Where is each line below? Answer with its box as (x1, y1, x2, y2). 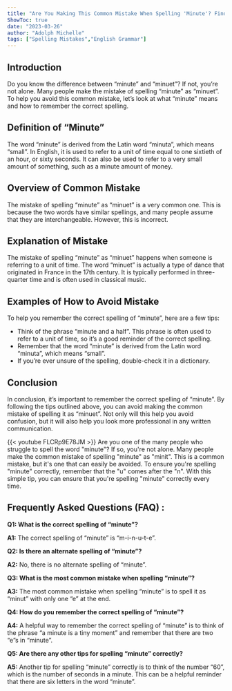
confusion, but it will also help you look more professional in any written (7, 417, 211, 425)
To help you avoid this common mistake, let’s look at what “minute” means (7, 94, 218, 102)
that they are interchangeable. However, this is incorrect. (7, 215, 168, 223)
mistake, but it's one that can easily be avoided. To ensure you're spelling (7, 460, 216, 468)
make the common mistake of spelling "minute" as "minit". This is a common (7, 453, 224, 460)
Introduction (7, 61, 62, 73)
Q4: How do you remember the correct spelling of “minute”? (7, 607, 184, 616)
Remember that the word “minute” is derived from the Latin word (17, 342, 202, 350)
